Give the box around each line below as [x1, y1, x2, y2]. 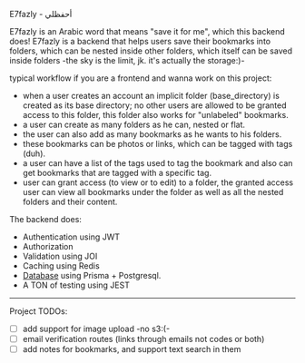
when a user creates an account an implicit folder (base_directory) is [22, 91, 280, 101]
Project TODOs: [9, 306, 68, 317]
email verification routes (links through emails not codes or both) [22, 334, 265, 345]
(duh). [22, 148, 46, 159]
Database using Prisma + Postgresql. [22, 270, 162, 280]
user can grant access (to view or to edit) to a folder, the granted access [22, 177, 293, 188]
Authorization [22, 241, 74, 251]
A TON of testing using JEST [22, 280, 130, 290]
